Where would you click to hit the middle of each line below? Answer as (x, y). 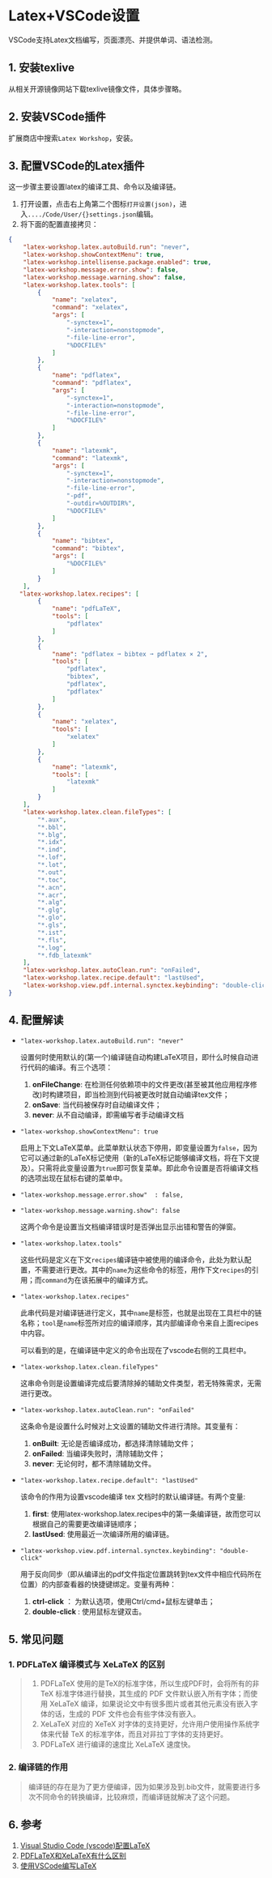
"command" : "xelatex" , (90, 308)
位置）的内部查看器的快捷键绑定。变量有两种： (98, 1584)
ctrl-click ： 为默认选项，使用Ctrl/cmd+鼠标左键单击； (124, 1601)
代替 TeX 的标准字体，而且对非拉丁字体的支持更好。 (141, 1735)
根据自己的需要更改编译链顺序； (85, 1524)
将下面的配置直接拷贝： (59, 224)
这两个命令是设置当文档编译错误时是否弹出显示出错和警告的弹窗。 (130, 1227)
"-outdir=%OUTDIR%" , (101, 503)
